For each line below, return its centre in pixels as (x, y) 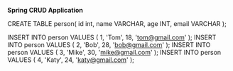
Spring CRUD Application (45, 10)
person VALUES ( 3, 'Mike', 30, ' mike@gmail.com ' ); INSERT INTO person (114, 52)
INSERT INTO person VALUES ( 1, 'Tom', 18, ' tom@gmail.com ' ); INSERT (112, 37)
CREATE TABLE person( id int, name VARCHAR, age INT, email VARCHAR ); (117, 24)
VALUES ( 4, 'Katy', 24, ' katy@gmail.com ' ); (71, 60)
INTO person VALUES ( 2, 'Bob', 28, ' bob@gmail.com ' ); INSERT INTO (109, 45)
